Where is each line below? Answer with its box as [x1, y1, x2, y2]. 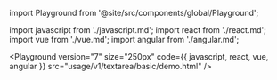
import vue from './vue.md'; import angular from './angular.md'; [9, 35, 240, 44]
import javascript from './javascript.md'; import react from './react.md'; [9, 25, 267, 35]
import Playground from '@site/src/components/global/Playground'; [9, 8, 259, 18]
